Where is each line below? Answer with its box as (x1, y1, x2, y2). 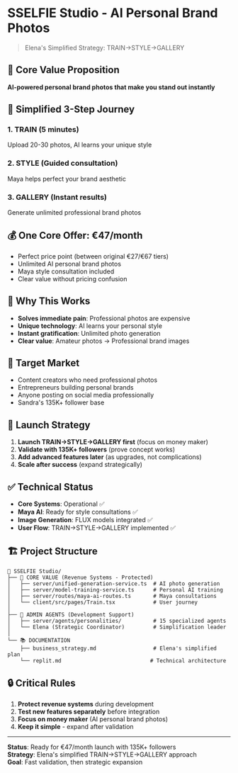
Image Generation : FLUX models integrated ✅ (17, 516, 154, 524)
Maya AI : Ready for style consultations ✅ (17, 508, 138, 517)
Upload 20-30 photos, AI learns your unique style (7, 140, 152, 149)
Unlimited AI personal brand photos (17, 259, 122, 268)
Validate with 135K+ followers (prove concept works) (17, 445, 176, 454)
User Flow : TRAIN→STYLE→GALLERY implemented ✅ (17, 524, 176, 532)
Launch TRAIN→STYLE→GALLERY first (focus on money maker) (17, 438, 209, 446)
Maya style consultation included (17, 267, 115, 276)
